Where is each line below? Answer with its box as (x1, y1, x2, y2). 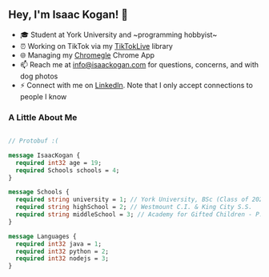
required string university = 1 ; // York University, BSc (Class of (15, 195, 249, 204)
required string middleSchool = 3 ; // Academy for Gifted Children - (15, 211, 252, 219)
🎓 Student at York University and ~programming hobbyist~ (19, 30, 218, 39)
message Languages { (8, 232, 78, 240)
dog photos (19, 71, 58, 81)
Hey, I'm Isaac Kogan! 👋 (8, 8, 129, 22)
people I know (19, 91, 67, 101)
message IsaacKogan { (8, 151, 81, 159)
